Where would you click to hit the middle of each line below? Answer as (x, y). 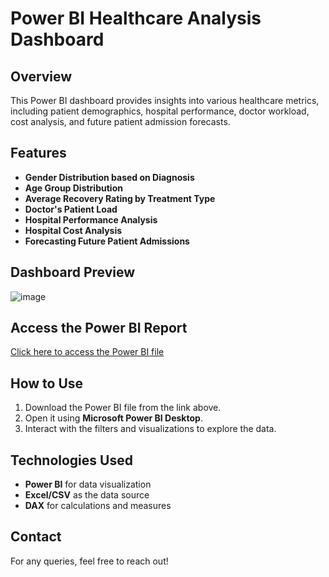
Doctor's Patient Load (71, 209)
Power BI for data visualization (88, 484)
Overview (41, 76)
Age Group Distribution (73, 188)
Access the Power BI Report (99, 328)
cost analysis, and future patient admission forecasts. (120, 121)
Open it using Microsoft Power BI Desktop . (113, 418)
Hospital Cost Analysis (73, 230)
